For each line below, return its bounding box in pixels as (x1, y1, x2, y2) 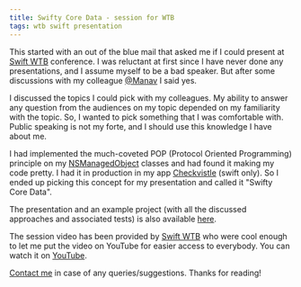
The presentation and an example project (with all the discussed (9, 203, 247, 214)
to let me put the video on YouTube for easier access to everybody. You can (9, 240, 290, 251)
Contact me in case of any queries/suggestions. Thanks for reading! (9, 267, 262, 278)
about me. (9, 130, 48, 141)
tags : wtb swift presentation (9, 22, 123, 31)
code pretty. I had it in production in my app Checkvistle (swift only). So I (9, 167, 279, 178)
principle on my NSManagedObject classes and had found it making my (9, 157, 275, 168)
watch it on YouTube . (9, 249, 87, 261)
